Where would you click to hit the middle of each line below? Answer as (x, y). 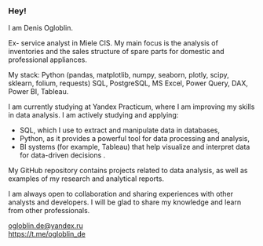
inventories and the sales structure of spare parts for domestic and (117, 52)
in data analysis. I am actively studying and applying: (93, 115)
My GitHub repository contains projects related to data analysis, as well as (128, 171)
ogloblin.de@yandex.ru (46, 226)
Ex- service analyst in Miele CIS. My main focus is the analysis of (113, 43)
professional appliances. (48, 60)
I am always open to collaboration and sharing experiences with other (121, 194)
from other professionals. (49, 211)
